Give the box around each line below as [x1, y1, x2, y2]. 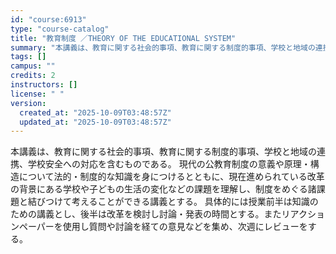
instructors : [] [10, 80, 78, 90]
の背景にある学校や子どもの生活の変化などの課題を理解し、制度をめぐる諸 [10, 183, 317, 195]
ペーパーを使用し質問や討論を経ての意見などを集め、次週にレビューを [18, 221, 308, 233]
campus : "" [10, 61, 56, 71]
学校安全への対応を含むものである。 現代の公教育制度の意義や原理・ [27, 158, 311, 170]
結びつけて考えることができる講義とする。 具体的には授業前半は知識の [27, 196, 319, 208]
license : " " [10, 89, 65, 99]
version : [10, 98, 47, 108]
